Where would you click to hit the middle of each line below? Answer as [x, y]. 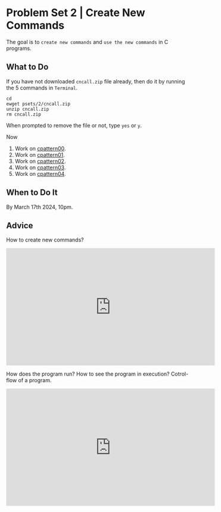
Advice [20, 226]
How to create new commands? [45, 240]
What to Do [27, 67]
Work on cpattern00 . [40, 148]
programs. [19, 48]
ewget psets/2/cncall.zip [38, 104]
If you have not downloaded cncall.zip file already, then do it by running [96, 81]
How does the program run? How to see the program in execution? [88, 374]
